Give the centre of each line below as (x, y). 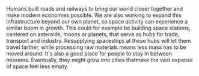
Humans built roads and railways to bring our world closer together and (95, 9)
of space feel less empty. (38, 66)
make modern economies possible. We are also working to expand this (94, 15)
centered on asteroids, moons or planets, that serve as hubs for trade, (93, 34)
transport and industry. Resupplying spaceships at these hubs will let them (99, 41)
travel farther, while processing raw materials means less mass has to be (96, 47)
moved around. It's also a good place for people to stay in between (89, 53)
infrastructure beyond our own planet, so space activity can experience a (97, 21)
